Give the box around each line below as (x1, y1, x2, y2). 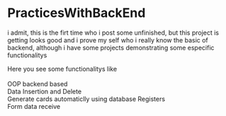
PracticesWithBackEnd (7, 5, 146, 21)
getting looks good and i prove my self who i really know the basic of (7, 35, 209, 44)
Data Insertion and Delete (7, 87, 82, 95)
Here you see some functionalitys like (7, 64, 118, 73)
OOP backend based (7, 79, 68, 88)
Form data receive (7, 102, 61, 110)
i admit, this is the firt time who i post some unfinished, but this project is (7, 28, 220, 37)
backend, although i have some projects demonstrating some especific (7, 43, 215, 52)
